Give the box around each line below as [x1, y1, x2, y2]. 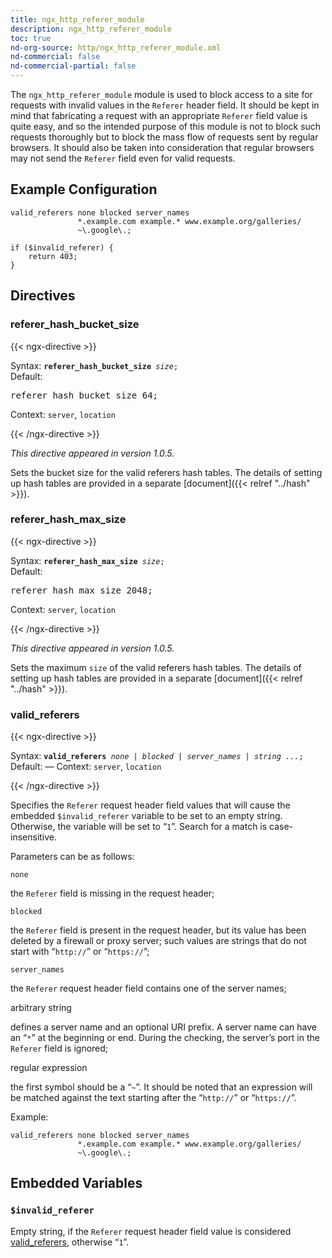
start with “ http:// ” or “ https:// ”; [10, 946, 150, 958]
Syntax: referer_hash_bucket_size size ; [10, 359, 179, 371]
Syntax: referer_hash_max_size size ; [10, 554, 165, 566]
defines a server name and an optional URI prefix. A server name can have [10, 1021, 317, 1033]
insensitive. [10, 831, 58, 843]
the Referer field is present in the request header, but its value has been [10, 924, 307, 936]
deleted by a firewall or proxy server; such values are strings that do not [10, 935, 307, 947]
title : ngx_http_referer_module [10, 14, 145, 25]
